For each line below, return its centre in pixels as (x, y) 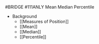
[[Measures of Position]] (44, 22)
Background (25, 16)
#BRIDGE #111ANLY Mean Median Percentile (50, 7)
